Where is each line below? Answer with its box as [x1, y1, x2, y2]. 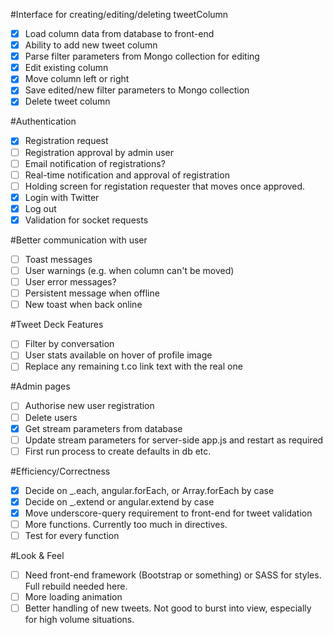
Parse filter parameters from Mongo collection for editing [24, 50, 260, 63]
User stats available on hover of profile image [24, 349, 213, 361]
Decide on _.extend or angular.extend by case [24, 495, 215, 508]
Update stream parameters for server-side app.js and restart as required [24, 434, 324, 446]
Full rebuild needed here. [24, 580, 128, 593]
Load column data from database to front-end [24, 28, 215, 39]
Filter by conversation [24, 338, 115, 350]
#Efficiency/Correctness [10, 465, 111, 477]
